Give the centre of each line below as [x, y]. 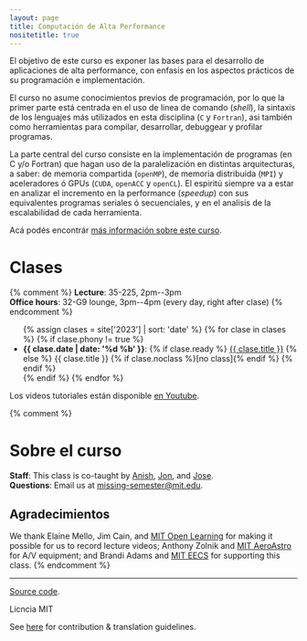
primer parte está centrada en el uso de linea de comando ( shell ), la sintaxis [153, 108]
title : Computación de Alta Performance [88, 26]
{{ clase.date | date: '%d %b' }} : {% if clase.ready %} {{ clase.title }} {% [160, 349]
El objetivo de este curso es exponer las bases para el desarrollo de [137, 61]
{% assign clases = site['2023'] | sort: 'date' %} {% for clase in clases [154, 330]
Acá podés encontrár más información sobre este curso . [116, 230]
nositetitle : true [44, 35]
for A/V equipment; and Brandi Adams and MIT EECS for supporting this [145, 556]
